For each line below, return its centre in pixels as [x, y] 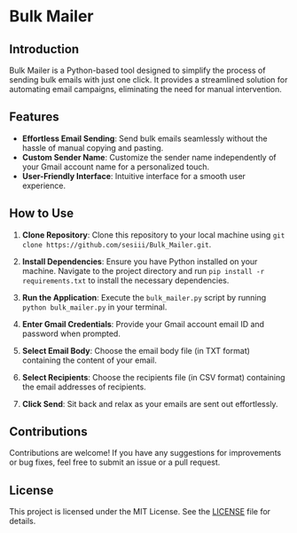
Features [34, 117]
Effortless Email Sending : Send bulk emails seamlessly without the [145, 138]
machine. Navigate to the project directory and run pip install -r [143, 270]
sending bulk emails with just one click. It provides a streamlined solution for [148, 80]
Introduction [44, 49]
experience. [44, 185]
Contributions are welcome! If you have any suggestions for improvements [145, 453]
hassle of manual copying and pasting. [93, 147]
